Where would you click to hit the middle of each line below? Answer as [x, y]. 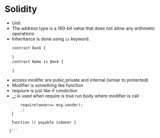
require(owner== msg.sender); [52, 105]
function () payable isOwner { [44, 123]
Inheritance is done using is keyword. [51, 39]
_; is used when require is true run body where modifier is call [75, 96]
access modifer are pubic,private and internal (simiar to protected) [80, 80]
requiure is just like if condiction [45, 91]
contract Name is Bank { [38, 62]
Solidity [21, 9]
